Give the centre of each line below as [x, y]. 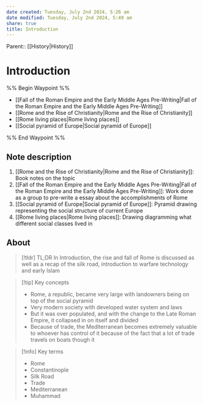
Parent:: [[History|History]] [40, 46]
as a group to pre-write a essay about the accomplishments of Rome [101, 197]
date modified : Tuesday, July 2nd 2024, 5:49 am [69, 18]
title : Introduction [33, 29]
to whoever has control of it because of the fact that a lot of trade [112, 333]
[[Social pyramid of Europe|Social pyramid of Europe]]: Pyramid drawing [106, 204]
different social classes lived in [54, 223]
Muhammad [45, 395]
